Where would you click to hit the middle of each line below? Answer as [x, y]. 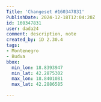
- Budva [16, 56]
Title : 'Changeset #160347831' [45, 12]
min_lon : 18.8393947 [37, 67]
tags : [13, 46]
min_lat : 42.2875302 [37, 73]
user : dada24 [23, 28]
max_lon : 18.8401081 [37, 79]
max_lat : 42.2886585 [37, 85]
